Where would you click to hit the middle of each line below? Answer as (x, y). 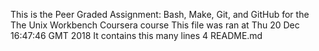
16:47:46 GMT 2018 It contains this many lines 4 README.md (136, 35)
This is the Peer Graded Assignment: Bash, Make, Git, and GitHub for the (160, 14)
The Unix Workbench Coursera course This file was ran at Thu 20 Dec (155, 25)
